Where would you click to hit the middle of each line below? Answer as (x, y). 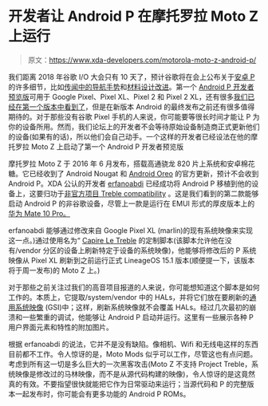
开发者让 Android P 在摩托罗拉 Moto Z (134, 16)
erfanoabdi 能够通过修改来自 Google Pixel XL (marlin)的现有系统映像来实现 (131, 230)
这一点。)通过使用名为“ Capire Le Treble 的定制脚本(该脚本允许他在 (117, 240)
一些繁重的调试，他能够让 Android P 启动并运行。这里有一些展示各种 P (138, 317)
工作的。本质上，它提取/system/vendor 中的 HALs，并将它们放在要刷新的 (129, 297)
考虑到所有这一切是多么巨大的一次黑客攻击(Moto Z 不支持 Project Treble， (130, 364)
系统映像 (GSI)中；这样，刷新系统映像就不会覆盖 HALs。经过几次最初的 (132, 307)
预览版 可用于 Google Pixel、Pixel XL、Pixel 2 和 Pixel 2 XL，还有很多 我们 (128, 97)
